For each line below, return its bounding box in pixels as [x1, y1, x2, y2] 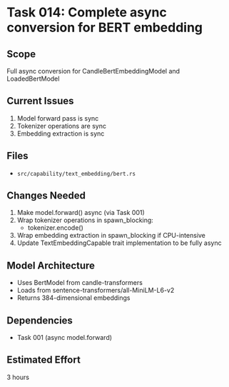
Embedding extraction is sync [16, 129, 105, 138]
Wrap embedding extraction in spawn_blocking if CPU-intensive [16, 231, 206, 240]
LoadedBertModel [6, 74, 60, 83]
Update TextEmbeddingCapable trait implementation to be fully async [16, 238, 222, 247]
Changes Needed [6, 190, 86, 202]
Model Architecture [6, 259, 96, 271]
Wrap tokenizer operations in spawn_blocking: [16, 216, 154, 225]
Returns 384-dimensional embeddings [16, 293, 131, 302]
